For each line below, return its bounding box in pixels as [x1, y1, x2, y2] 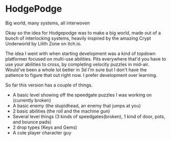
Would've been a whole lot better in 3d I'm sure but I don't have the [5, 67, 147, 73]
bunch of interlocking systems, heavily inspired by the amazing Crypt [5, 35, 152, 41]
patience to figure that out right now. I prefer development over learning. [5, 72, 157, 78]
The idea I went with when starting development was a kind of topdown [5, 50, 156, 57]
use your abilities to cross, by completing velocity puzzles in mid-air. [5, 61, 150, 67]
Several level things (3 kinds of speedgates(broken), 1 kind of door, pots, [12, 113, 165, 120]
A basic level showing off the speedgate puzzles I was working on [12, 92, 152, 98]
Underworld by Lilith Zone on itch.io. [5, 40, 82, 46]
